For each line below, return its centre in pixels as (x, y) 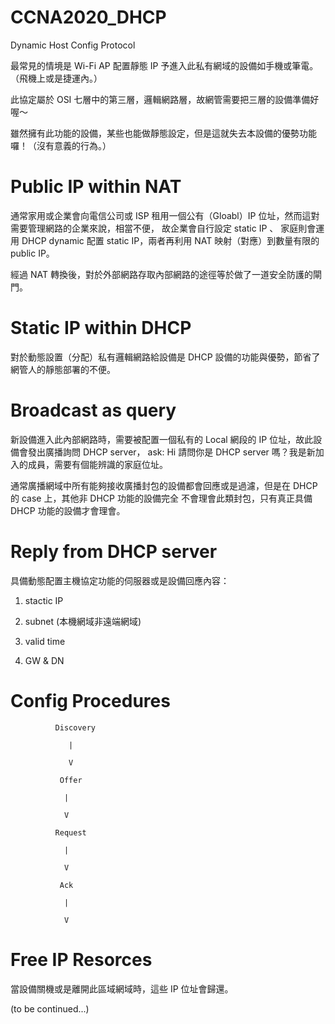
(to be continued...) (50, 1008)
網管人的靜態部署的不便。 (63, 369)
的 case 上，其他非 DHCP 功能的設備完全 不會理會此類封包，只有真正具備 (161, 498)
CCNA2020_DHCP (88, 17)
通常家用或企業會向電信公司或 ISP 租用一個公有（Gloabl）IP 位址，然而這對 (165, 215)
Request (70, 832)
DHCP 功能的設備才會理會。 (68, 510)
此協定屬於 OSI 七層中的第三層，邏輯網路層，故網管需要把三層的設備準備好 (165, 99)
